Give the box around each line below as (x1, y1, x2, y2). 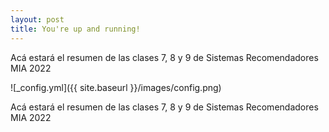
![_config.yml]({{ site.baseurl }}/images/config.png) (10, 81, 222, 93)
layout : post (10, 14, 65, 25)
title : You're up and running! (10, 24, 141, 34)
